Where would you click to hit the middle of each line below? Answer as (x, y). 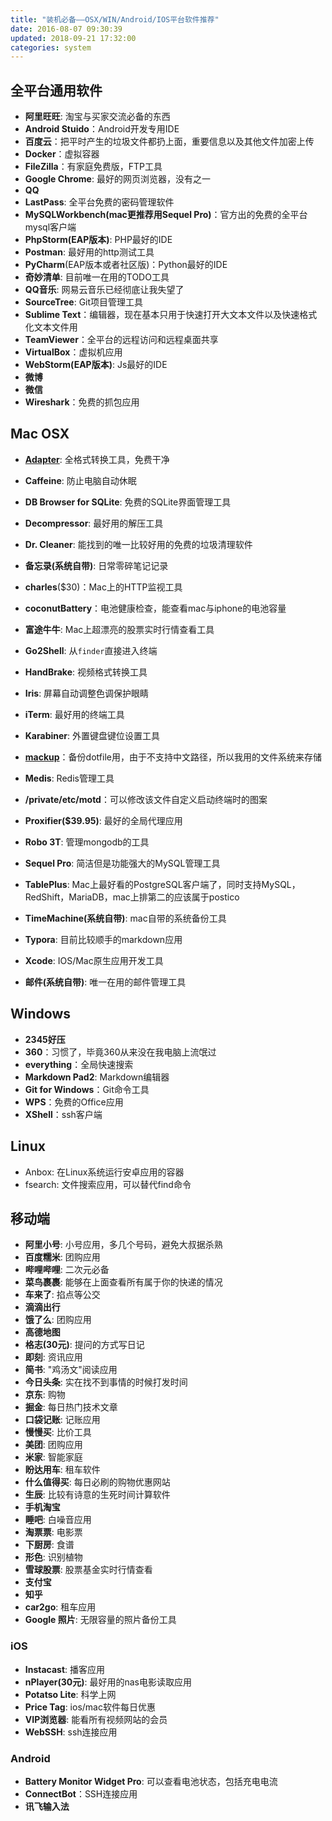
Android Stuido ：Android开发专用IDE (102, 129)
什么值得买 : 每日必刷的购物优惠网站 (97, 1482)
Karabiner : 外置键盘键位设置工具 (92, 735)
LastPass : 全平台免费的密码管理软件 (99, 202)
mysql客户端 (50, 227)
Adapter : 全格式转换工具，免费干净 (97, 459)
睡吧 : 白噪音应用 (58, 1520)
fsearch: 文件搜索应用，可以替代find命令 (108, 1184)
